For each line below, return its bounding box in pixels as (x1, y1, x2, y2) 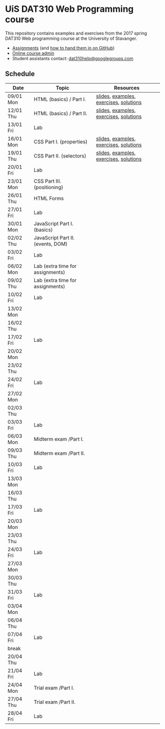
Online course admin (12, 50, 55, 56)
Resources (113, 84, 140, 91)
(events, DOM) (33, 240, 68, 247)
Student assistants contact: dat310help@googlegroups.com (12, 55, 134, 61)
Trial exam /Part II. (33, 698, 76, 705)
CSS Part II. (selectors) (33, 152, 86, 159)
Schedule (5, 70, 35, 78)
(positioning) (33, 184, 64, 191)
